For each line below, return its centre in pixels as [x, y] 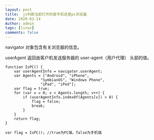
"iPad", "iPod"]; [58, 84]
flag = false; [46, 102]
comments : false [22, 33]
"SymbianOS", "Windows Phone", [73, 80]
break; [38, 106]
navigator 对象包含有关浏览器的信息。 [43, 47]
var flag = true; [32, 89]
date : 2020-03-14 [23, 19]
